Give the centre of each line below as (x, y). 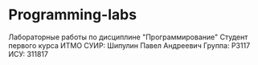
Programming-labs (73, 15)
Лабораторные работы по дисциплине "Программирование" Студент (128, 37)
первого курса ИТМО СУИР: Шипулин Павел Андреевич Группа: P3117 (129, 45)
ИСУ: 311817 (28, 54)
